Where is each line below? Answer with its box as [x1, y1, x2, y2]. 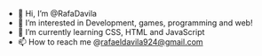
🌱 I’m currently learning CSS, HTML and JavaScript [17, 27, 205, 37]
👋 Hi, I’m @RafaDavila [17, 9, 98, 18]
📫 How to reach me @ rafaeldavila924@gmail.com [17, 37, 203, 47]
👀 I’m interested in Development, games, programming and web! [17, 17, 253, 28]
